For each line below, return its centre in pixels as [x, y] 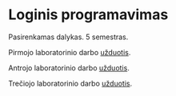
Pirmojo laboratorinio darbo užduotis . [70, 52]
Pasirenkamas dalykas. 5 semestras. [68, 37]
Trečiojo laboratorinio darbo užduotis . [70, 83]
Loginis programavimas [88, 15]
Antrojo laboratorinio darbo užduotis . [69, 68]
